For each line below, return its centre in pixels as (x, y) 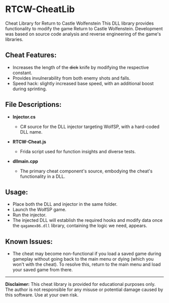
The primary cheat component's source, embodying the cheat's (86, 171)
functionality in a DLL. (43, 176)
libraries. (14, 39)
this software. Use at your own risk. (42, 295)
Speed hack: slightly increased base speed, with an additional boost (83, 83)
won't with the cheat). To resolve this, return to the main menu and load (87, 264)
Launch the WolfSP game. (39, 210)
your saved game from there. (43, 270)
